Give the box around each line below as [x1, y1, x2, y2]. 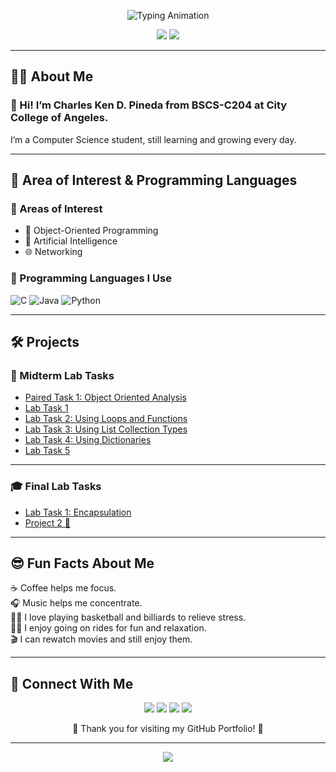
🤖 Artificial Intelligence [24, 235, 118, 247]
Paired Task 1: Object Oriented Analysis [24, 391, 187, 404]
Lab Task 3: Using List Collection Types [24, 423, 188, 435]
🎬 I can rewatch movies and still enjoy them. [10, 633, 193, 645]
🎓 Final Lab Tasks [10, 480, 102, 494]
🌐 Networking [24, 246, 83, 258]
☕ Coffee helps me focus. [10, 582, 117, 594]
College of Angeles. [10, 111, 109, 125]
